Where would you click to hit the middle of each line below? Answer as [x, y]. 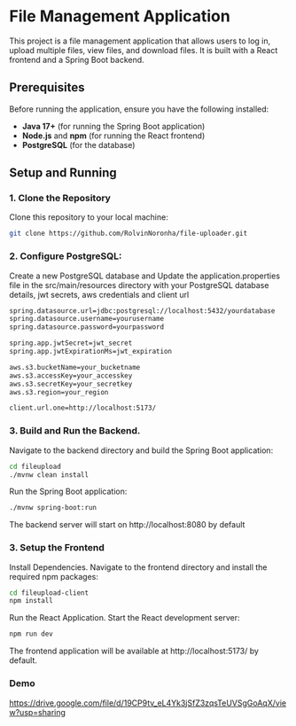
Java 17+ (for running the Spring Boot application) [113, 126]
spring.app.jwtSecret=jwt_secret [71, 343]
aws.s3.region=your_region [59, 392]
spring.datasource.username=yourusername [87, 319]
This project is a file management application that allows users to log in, [140, 41]
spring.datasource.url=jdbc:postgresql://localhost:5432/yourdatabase [142, 311]
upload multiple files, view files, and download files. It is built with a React [144, 50]
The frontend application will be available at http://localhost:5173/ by [134, 651]
